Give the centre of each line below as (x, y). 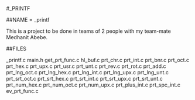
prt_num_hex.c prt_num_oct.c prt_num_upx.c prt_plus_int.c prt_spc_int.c (93, 85)
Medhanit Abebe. (27, 37)
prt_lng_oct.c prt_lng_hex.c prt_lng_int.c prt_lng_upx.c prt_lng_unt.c (87, 72)
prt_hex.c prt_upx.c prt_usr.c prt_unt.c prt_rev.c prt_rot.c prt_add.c (86, 66)
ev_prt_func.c (23, 91)
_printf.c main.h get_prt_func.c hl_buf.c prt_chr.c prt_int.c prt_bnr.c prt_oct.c (97, 60)
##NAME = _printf (28, 20)
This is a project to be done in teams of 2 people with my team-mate (88, 31)
